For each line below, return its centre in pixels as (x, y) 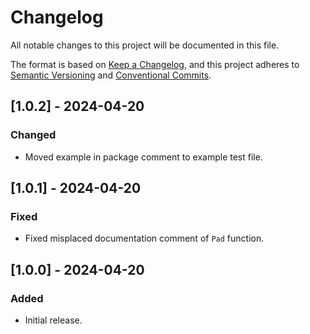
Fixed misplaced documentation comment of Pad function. (144, 238)
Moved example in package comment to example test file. (143, 157)
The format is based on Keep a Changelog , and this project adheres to (155, 64)
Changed (33, 135)
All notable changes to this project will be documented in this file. (145, 45)
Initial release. (53, 320)
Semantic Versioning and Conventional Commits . (111, 75)
